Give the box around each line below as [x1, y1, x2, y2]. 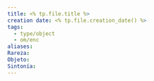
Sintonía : [7, 63, 37, 70]
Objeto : [7, 56, 30, 63]
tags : [7, 23, 23, 30]
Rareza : [7, 50, 30, 57]
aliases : [7, 43, 33, 50]
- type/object [13, 30, 55, 37]
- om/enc [13, 37, 40, 44]
